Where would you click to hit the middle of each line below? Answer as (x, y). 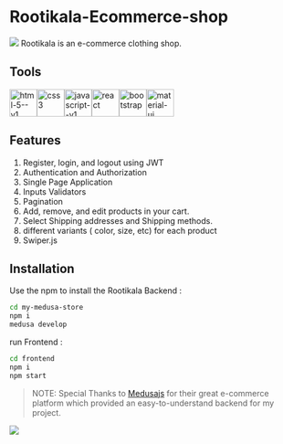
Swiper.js (40, 240)
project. (46, 412)
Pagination (43, 201)
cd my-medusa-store (47, 308)
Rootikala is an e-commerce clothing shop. (101, 43)
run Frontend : (36, 342)
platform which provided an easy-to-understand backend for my (153, 403)
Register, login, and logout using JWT (93, 163)
